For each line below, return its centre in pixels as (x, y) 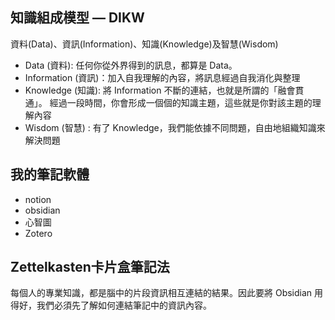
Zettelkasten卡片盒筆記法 (90, 267)
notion (38, 199)
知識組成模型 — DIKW (77, 18)
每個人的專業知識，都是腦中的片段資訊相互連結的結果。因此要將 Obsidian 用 (167, 293)
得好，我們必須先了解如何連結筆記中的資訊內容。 (111, 305)
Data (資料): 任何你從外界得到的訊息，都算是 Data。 (131, 65)
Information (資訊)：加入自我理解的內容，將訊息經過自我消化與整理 (162, 77)
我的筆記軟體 (50, 174)
